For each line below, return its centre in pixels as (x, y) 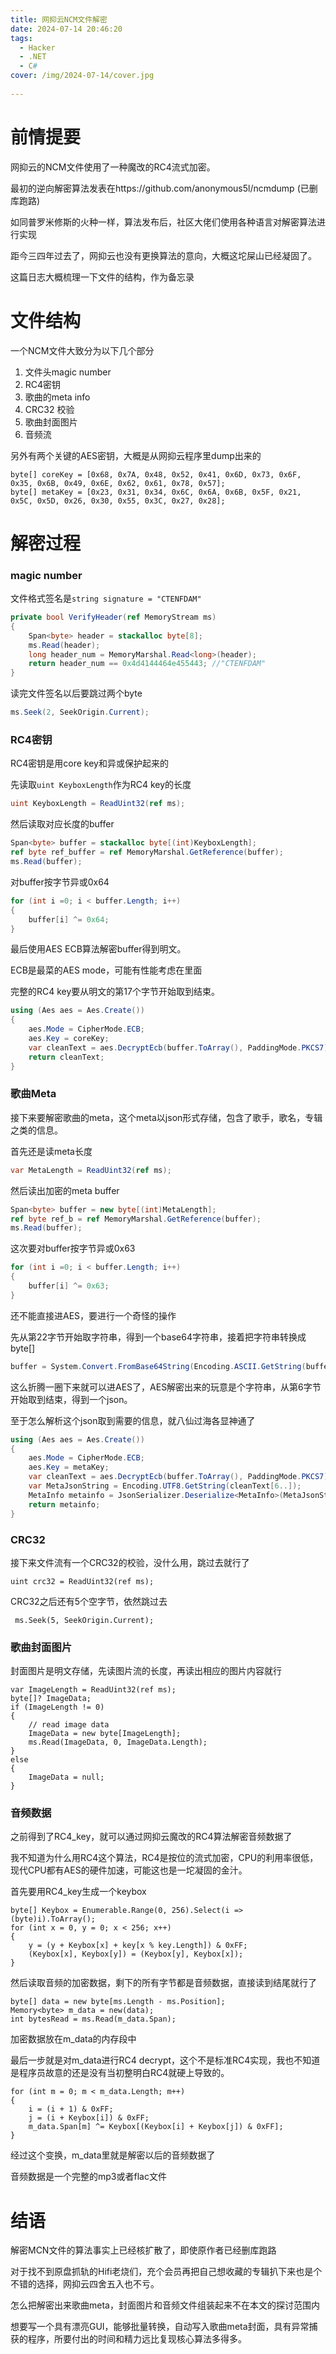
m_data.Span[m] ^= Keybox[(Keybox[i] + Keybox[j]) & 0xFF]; (156, 2127)
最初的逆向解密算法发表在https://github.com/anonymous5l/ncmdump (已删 (164, 188)
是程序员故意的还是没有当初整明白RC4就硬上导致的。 (120, 2073)
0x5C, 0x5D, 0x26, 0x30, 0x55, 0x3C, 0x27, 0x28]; (118, 501)
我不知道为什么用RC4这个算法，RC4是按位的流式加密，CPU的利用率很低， (164, 1858)
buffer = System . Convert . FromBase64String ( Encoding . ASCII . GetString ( (158, 1366)
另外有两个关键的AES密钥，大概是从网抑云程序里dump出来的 (136, 455)
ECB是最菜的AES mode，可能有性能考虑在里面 (106, 970)
